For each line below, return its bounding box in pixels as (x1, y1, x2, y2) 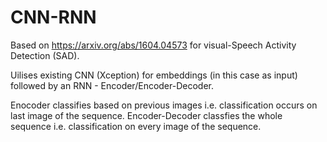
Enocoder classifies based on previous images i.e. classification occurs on (10, 99, 318, 111)
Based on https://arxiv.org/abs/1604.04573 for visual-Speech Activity (10, 39, 297, 51)
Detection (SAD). (10, 49, 80, 61)
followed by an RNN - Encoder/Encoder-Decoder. (10, 79, 215, 91)
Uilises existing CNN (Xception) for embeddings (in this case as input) (10, 69, 298, 81)
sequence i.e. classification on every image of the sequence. (10, 120, 262, 132)
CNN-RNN (10, 6, 97, 29)
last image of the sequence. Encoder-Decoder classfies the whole (10, 109, 283, 121)
